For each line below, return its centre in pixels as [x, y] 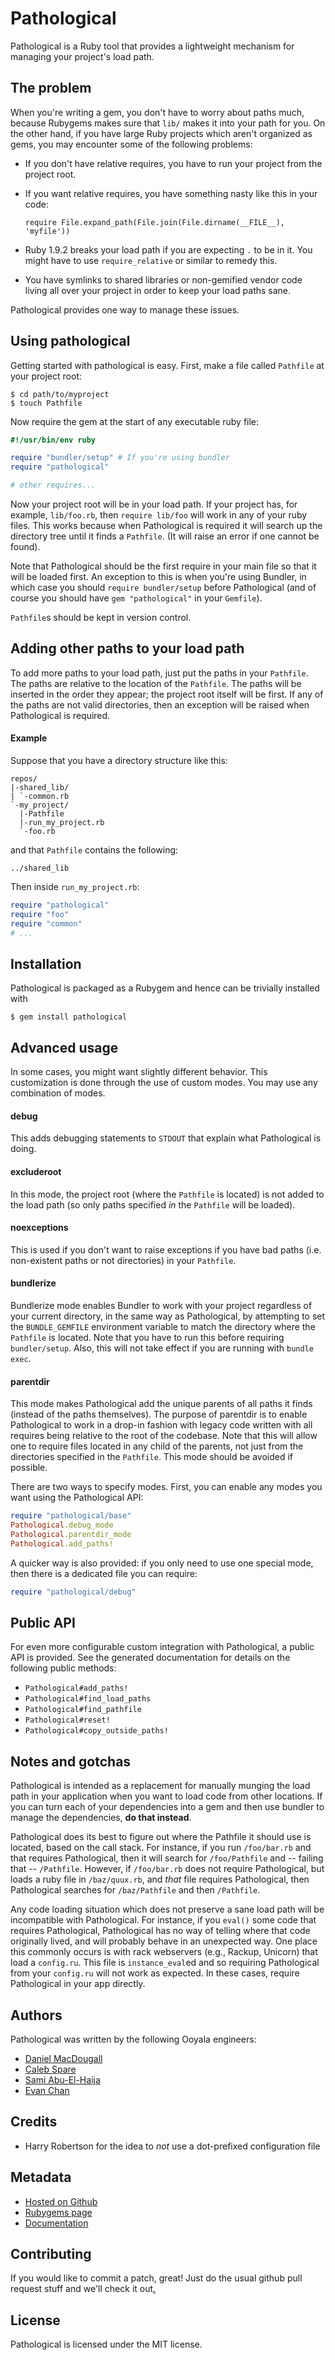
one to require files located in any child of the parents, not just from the [157, 1446]
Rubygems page [58, 2212]
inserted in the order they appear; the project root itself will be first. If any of [167, 694]
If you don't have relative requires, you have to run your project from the [173, 163]
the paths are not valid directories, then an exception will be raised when [160, 704]
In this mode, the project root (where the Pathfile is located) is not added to [167, 1194]
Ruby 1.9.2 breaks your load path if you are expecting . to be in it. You [168, 249]
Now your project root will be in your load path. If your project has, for [154, 504]
